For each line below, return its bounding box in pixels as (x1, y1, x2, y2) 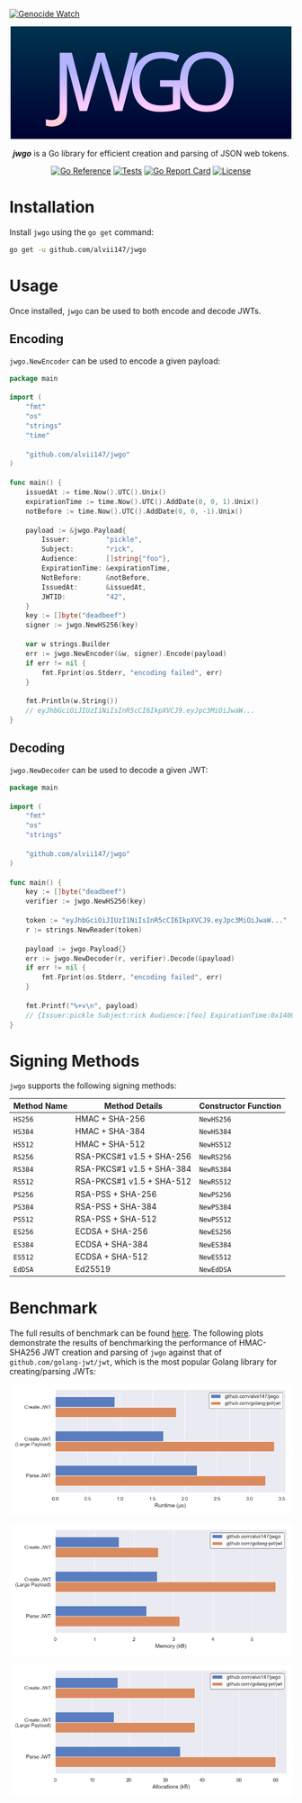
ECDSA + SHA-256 (75, 1226, 148, 1237)
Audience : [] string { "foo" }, (41, 554, 171, 563)
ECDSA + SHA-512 (75, 1251, 148, 1262)
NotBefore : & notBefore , (41, 572, 151, 582)
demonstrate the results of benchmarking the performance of (9, 1337, 237, 1348)
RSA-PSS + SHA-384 (75, 1201, 157, 1212)
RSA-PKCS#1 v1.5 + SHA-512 (75, 1176, 191, 1187)
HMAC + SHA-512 (75, 1139, 146, 1149)
